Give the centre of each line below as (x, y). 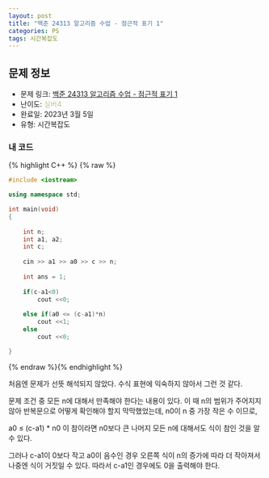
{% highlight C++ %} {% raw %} (62, 166)
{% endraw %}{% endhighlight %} (65, 367)
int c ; (34, 247)
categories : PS (34, 31)
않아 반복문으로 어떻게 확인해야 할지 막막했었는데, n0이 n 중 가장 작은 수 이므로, (133, 411)
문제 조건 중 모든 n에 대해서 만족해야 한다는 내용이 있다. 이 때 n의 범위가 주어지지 (135, 400)
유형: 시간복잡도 (45, 124)
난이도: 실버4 (41, 104)
